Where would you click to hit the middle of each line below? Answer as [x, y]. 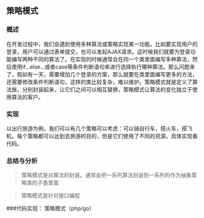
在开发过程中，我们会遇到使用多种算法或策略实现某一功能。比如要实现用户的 [102, 44]
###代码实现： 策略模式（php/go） [50, 208]
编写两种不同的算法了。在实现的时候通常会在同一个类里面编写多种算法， [102, 59]
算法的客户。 [27, 97]
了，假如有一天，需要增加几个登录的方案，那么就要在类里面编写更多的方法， [102, 74]
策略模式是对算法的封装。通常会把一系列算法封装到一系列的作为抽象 [106, 175]
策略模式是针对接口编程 [50, 196]
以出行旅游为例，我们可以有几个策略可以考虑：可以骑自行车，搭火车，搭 [97, 128]
